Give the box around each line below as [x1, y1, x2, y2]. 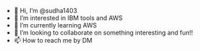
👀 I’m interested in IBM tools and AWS [13, 14, 123, 22]
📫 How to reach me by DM [13, 37, 93, 44]
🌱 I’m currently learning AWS [13, 21, 97, 29]
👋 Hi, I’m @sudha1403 [13, 7, 78, 14]
